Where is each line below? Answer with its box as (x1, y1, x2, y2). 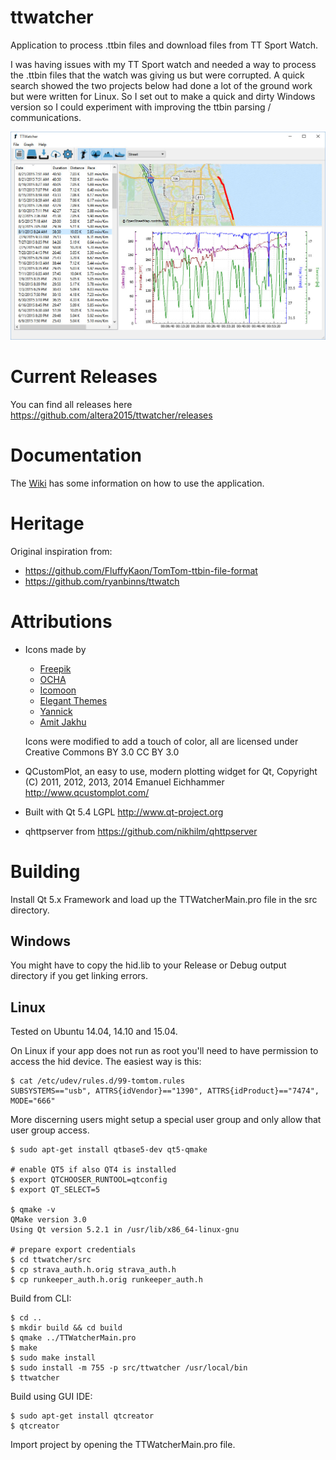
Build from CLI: (10, 1292, 72, 1305)
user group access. (10, 1124, 90, 1136)
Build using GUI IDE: (10, 1391, 93, 1403)
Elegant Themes (39, 694, 108, 706)
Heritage (10, 512, 85, 535)
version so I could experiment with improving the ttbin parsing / (10, 101, 272, 113)
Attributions (10, 610, 113, 633)
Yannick (39, 705, 73, 717)
